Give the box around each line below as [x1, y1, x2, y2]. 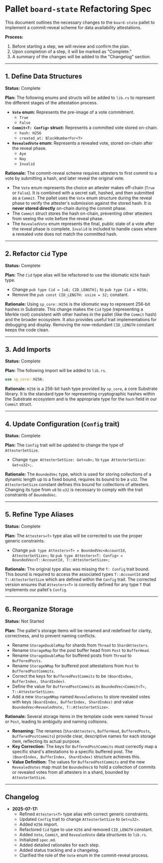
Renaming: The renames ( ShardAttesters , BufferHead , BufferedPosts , [12, 728, 151, 733]
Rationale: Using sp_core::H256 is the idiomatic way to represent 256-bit [5, 301, 150, 307]
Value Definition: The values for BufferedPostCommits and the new [12, 759, 145, 765]
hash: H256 [19, 130, 42, 135]
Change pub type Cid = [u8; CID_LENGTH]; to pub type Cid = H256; [12, 286, 149, 292]
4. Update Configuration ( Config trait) [5, 420, 120, 428]
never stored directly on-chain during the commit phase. [12, 205, 127, 211]
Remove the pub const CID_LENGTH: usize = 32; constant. [12, 292, 129, 297]
